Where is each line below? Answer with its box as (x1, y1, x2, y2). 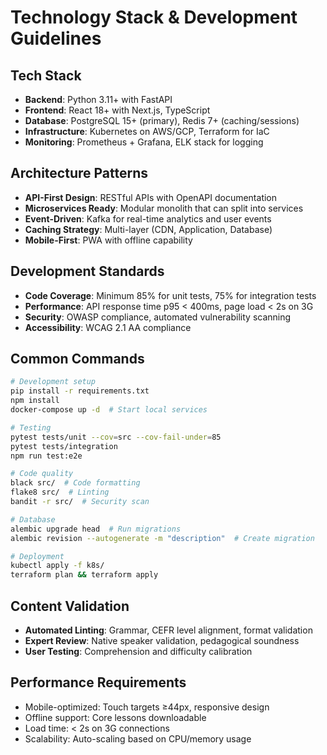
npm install (10, 396, 60, 406)
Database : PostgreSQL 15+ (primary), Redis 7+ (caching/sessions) (24, 115, 300, 126)
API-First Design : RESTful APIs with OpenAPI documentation (24, 191, 278, 203)
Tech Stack (10, 67, 82, 84)
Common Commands (10, 351, 145, 368)
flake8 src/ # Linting (10, 487, 110, 498)
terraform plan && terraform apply (10, 570, 159, 580)
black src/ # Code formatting (10, 478, 141, 488)
